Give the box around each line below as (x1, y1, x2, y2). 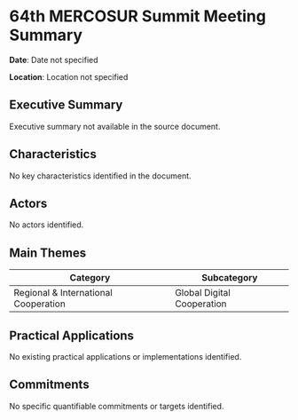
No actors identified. (9, 219, 84, 230)
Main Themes (9, 245, 87, 260)
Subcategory (200, 272, 258, 284)
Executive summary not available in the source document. (9, 121, 221, 131)
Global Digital (174, 287, 231, 299)
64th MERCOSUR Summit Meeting (9, 6, 266, 27)
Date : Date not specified (9, 54, 99, 65)
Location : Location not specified (9, 71, 129, 82)
